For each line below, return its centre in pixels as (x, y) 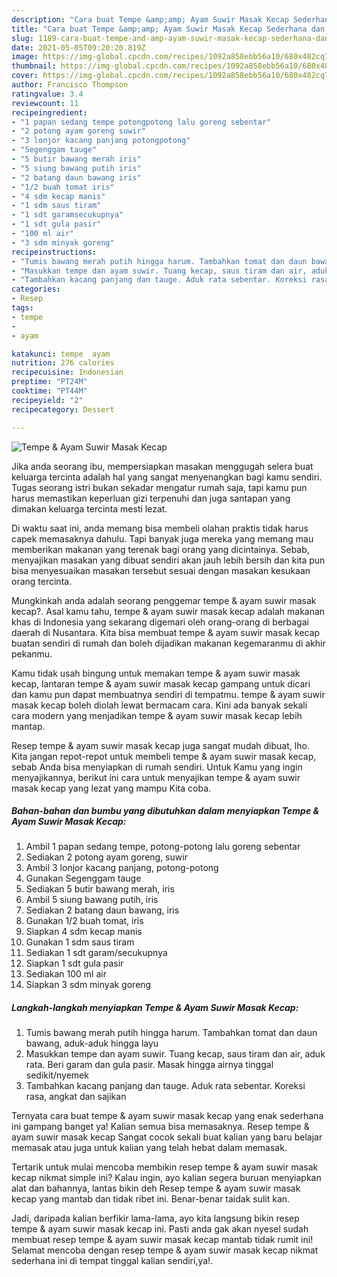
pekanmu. (32, 653)
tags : (22, 308)
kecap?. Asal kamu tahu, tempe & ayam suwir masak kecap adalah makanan (168, 611)
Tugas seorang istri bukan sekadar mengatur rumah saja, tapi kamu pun (159, 487)
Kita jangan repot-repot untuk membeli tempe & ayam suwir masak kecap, (164, 756)
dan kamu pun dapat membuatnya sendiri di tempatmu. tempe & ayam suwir (168, 694)
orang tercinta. (42, 581)
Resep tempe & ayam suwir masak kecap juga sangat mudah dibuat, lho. (160, 745)
